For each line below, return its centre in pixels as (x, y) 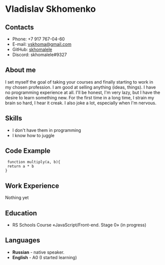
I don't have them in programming (47, 130)
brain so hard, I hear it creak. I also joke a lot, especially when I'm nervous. (81, 103)
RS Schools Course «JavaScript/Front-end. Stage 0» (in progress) (79, 225)
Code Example (28, 151)
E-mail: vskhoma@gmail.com (42, 44)
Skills (14, 118)
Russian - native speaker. (38, 252)
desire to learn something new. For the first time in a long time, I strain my (80, 97)
